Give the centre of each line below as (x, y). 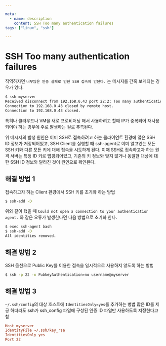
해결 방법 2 (21, 252)
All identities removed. (31, 236)
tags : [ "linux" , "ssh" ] (30, 28)
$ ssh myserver (21, 97)
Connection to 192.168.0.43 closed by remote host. (59, 106)
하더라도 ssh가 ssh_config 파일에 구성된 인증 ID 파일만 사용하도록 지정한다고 (84, 310)
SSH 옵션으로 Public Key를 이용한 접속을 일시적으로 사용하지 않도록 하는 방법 (80, 265)
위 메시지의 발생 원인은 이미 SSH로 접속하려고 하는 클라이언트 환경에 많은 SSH (80, 137)
